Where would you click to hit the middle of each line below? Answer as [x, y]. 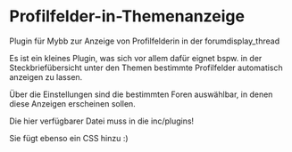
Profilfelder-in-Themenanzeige [127, 16]
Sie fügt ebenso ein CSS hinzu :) [69, 138]
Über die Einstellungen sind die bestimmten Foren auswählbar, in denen [141, 94]
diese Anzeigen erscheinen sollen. [72, 103]
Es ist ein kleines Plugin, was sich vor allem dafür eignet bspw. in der [136, 58]
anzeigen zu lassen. [46, 76]
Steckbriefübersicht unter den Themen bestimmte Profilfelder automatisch [146, 68]
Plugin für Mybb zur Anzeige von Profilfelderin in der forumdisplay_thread [144, 41]
